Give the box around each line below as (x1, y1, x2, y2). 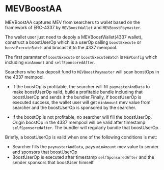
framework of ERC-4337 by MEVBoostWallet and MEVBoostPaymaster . (5, 24, 141, 30)
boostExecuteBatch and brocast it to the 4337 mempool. (5, 44, 118, 50)
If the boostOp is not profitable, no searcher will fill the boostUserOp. (12, 114, 152, 120)
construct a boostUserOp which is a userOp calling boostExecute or (5, 39, 141, 45)
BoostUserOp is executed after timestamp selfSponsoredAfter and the (12, 154, 155, 160)
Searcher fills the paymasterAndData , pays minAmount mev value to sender (12, 143, 159, 149)
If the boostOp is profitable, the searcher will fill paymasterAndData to (12, 83, 150, 89)
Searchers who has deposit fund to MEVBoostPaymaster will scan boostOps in (5, 68, 160, 74)
